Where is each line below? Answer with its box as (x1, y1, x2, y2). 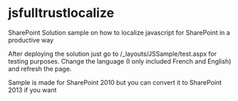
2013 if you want (8, 85, 57, 94)
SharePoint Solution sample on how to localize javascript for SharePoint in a (8, 28, 230, 37)
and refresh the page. (8, 64, 72, 73)
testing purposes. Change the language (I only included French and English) (8, 57, 232, 65)
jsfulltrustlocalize (8, 5, 115, 21)
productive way (8, 35, 54, 44)
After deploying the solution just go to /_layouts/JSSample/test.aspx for (8, 49, 217, 58)
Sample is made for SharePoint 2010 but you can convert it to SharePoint (8, 78, 222, 86)
